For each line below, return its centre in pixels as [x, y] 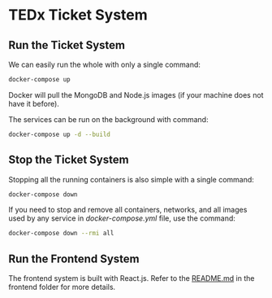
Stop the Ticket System [69, 160]
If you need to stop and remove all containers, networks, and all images [128, 210]
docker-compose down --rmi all [61, 234]
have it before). [34, 103]
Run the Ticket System [67, 45]
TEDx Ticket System [78, 15]
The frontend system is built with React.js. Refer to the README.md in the [132, 278]
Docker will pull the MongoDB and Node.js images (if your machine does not [136, 94]
